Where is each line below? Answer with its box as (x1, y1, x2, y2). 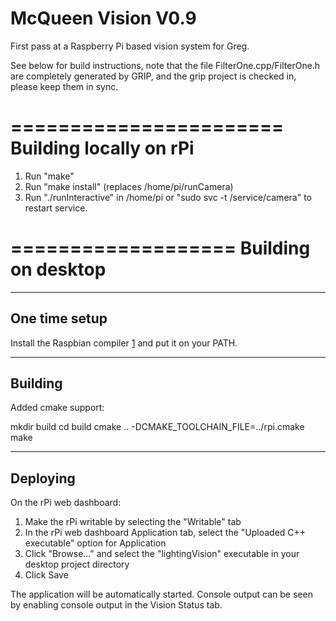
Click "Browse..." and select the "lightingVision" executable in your (24, 548, 300, 560)
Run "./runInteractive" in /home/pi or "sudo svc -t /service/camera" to (24, 191, 312, 203)
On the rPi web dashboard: (10, 497, 122, 509)
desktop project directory (24, 558, 130, 571)
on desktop (10, 258, 107, 281)
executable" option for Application (24, 537, 167, 549)
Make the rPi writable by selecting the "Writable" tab (24, 516, 242, 528)
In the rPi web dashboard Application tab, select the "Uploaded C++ (24, 527, 307, 539)
